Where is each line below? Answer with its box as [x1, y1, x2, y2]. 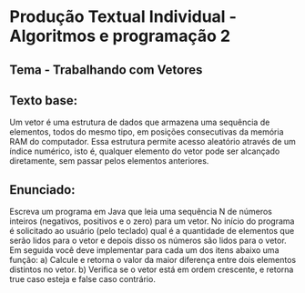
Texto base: [9, 93, 78, 108]
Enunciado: [9, 182, 76, 197]
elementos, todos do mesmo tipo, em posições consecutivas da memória [9, 126, 284, 137]
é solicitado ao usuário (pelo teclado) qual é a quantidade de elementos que [9, 226, 295, 237]
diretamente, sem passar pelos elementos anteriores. [9, 156, 209, 167]
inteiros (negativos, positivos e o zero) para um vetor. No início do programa [9, 216, 295, 227]
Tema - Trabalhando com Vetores [9, 62, 203, 77]
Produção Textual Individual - [9, 6, 237, 27]
